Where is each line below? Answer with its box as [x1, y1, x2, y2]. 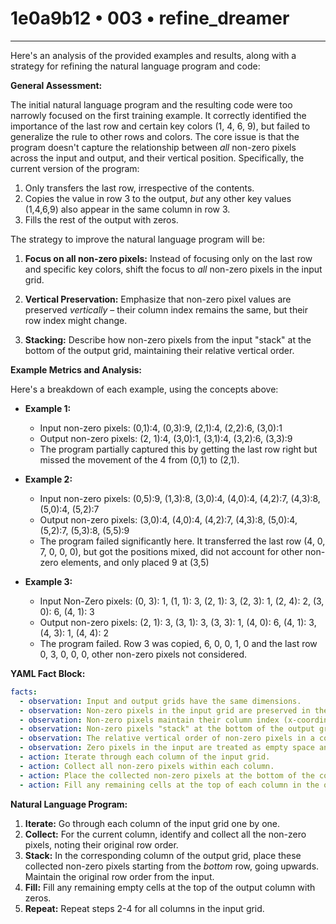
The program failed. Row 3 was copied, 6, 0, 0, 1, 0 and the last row [39, 637, 318, 649]
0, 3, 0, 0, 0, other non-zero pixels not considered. [39, 648, 248, 660]
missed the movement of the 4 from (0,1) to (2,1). [39, 453, 240, 466]
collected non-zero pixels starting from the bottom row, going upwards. [24, 860, 320, 872]
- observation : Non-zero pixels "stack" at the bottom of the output [19, 724, 315, 734]
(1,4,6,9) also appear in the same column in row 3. [24, 203, 231, 215]
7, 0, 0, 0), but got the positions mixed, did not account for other [39, 545, 303, 557]
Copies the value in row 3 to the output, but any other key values [24, 192, 292, 204]
